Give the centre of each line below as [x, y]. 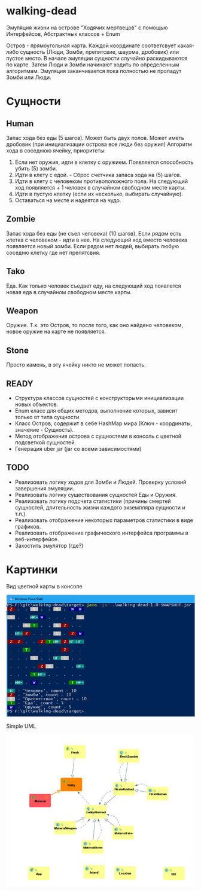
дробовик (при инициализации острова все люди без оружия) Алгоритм [99, 144]
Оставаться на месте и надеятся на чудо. [68, 200]
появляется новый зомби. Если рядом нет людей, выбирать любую [93, 246]
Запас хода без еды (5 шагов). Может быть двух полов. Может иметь [95, 138]
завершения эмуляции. [45, 488]
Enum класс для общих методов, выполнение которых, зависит [96, 411]
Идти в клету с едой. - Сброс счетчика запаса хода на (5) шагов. [98, 175]
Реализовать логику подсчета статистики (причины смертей [93, 501]
